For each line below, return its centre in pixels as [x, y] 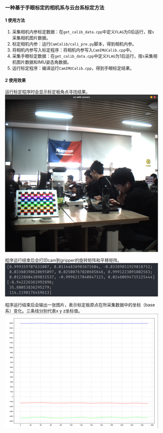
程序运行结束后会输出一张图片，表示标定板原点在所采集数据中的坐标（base [80, 305]
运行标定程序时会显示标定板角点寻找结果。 [48, 92]
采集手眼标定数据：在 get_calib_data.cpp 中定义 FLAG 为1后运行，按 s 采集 [83, 56]
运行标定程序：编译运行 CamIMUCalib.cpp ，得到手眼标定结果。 [73, 68]
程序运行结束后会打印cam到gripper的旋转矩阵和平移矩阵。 [64, 260]
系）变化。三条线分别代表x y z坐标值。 [44, 311]
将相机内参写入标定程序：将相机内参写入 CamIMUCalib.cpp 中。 [73, 50]
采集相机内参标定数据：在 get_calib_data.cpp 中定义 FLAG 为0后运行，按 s [83, 32]
